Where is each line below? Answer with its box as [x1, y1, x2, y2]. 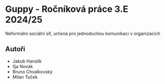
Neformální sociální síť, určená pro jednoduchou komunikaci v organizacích [5, 30, 160, 36]
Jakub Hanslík [12, 58, 42, 64]
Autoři [5, 45, 25, 53]
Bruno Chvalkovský [12, 69, 52, 75]
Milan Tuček [12, 74, 38, 80]
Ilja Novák [12, 63, 33, 69]
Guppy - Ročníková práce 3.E [5, 3, 128, 15]
